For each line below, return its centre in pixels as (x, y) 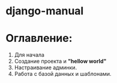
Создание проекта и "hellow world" (60, 62)
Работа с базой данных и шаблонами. (63, 74)
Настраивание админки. (46, 67)
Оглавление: (39, 39)
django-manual (45, 11)
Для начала (29, 55)
